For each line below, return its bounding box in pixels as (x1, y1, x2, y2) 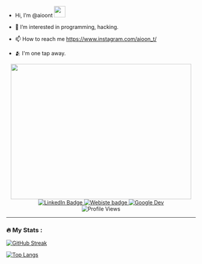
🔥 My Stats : (6, 226, 43, 234)
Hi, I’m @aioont (14, 12, 53, 19)
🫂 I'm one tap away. (14, 50, 66, 57)
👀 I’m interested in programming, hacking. (14, 23, 119, 30)
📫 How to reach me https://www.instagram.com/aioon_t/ (14, 35, 157, 42)
